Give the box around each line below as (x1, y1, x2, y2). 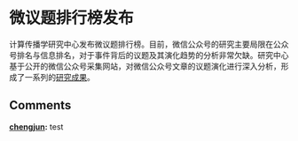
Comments (9, 98, 72, 113)
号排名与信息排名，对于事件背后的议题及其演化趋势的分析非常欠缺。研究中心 (9, 49, 289, 60)
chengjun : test (9, 121, 64, 132)
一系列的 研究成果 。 (24, 71, 95, 82)
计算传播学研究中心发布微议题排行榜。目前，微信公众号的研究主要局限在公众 (9, 39, 289, 49)
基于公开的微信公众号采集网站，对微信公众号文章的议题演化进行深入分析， (9, 61, 281, 71)
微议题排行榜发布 (9, 8, 135, 28)
